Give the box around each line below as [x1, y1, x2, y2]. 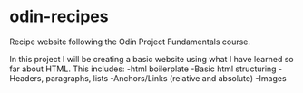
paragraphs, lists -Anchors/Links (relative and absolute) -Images [44, 72, 288, 83]
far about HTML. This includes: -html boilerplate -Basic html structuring [9, 63, 277, 74]
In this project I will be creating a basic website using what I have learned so [9, 53, 294, 64]
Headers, [9, 72, 44, 83]
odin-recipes [9, 6, 109, 27]
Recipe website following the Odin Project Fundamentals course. [9, 36, 251, 47]
